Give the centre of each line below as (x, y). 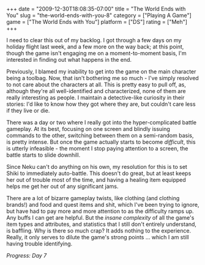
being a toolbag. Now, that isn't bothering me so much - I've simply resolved (102, 78)
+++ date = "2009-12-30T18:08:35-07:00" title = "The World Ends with (96, 9)
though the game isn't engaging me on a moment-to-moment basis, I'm (96, 53)
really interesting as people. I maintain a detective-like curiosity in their (95, 98)
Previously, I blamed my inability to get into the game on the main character (101, 72)
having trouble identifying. (39, 244)
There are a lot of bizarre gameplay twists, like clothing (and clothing (93, 198)
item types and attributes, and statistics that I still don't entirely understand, (102, 224)
